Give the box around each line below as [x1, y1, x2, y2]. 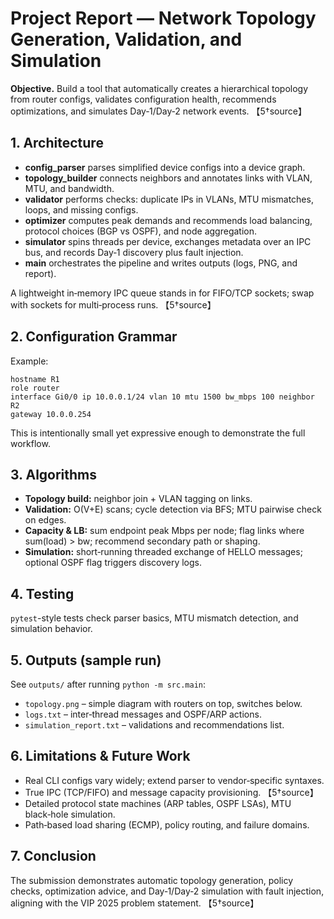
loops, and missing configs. [24, 203, 139, 216]
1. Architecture [10, 135, 104, 152]
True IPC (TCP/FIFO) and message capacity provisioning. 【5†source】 [24, 786, 319, 798]
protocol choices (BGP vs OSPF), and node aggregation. [24, 225, 257, 237]
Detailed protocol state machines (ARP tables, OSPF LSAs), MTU [24, 797, 292, 809]
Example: [10, 355, 49, 367]
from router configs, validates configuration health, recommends [10, 93, 277, 105]
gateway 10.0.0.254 [10, 409, 92, 419]
